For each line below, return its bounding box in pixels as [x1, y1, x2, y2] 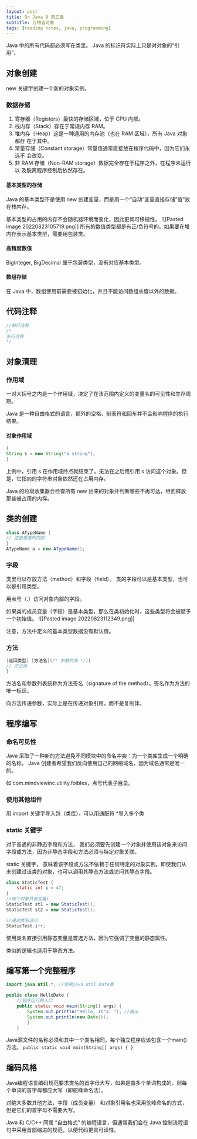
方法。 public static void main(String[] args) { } [6, 1044, 134, 1051]
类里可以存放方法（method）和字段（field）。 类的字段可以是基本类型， [6, 576, 178, 583]
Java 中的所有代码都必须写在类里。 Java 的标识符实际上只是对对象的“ [6, 42, 175, 49]
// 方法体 [6, 663, 28, 669]
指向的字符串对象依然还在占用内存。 [21, 475, 109, 482]
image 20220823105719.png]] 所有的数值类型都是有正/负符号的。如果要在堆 [6, 223, 190, 230]
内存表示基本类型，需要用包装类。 [6, 230, 89, 237]
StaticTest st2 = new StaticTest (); [6, 907, 96, 913]
